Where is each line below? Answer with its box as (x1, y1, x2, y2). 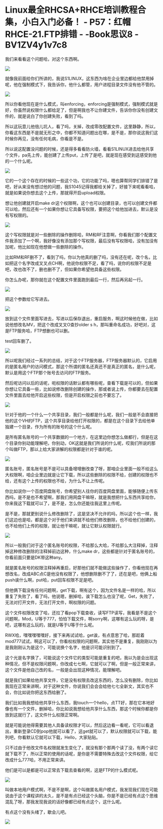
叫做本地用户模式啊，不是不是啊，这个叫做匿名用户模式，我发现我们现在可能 (5, 786, 158, 793)
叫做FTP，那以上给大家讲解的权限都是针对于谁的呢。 (9, 446, 115, 452)
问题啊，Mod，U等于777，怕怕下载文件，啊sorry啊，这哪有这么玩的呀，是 (5, 616, 154, 621)
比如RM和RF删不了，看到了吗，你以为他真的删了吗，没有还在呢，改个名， (5, 254, 153, 260)
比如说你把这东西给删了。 (17, 689, 69, 695)
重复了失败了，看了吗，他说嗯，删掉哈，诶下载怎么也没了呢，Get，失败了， (5, 593, 157, 599)
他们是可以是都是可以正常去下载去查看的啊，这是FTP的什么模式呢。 (5, 767, 141, 773)
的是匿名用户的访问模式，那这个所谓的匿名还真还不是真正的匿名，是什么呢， (5, 363, 158, 370)
